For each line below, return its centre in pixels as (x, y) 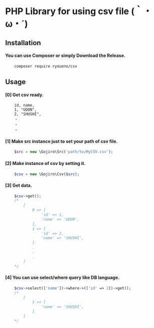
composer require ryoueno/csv (46, 66)
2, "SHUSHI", (28, 114)
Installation (23, 43)
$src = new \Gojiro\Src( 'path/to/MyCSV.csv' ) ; (64, 152)
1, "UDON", (26, 110)
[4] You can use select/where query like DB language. (62, 278)
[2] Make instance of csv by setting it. (45, 163)
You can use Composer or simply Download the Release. (65, 56)
